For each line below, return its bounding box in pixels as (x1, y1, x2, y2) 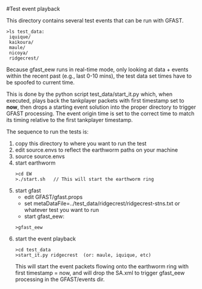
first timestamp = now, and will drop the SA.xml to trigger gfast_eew (15, 270, 185, 276)
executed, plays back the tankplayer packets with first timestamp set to (6, 97, 185, 104)
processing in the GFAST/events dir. (15, 276, 105, 283)
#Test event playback (6, 5, 61, 12)
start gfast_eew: (24, 212, 65, 220)
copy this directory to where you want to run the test (15, 140, 147, 147)
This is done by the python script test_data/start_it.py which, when (6, 90, 173, 98)
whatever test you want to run (24, 206, 99, 213)
